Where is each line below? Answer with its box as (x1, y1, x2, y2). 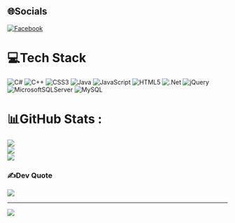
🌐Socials (7, 6, 48, 17)
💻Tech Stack (7, 50, 87, 66)
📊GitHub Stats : (7, 111, 103, 127)
